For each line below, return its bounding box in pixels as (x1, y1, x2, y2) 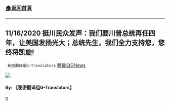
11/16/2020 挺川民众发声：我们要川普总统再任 (5, 29, 149, 38)
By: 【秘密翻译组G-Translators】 (5, 84, 74, 90)
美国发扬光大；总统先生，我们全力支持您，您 (25, 38, 165, 47)
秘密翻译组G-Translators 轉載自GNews (7, 62, 86, 68)
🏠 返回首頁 (5, 4, 32, 11)
